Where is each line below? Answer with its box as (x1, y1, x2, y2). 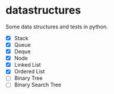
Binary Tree (14, 74, 43, 82)
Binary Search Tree (14, 81, 62, 89)
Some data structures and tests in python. (5, 23, 108, 30)
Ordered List (14, 68, 45, 75)
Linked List (14, 61, 41, 69)
